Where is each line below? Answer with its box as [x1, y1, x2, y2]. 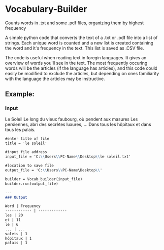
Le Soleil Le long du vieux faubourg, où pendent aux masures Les [5, 116, 138, 122]
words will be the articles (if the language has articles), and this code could [5, 65, 158, 71]
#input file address [5, 150, 48, 155]
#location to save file [5, 163, 54, 168]
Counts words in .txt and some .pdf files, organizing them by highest [5, 20, 144, 26]
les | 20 [5, 213, 23, 218]
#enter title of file [5, 136, 50, 141]
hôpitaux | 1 [5, 236, 32, 241]
